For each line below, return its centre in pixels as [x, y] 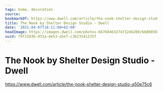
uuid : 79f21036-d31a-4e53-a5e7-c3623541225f [51, 37]
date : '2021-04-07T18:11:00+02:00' [41, 28]
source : [13, 14]
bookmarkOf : [17, 18]
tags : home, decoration [29, 9]
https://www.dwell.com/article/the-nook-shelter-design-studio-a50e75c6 [79, 84]
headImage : [16, 32]
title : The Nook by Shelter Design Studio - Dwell [57, 23]
